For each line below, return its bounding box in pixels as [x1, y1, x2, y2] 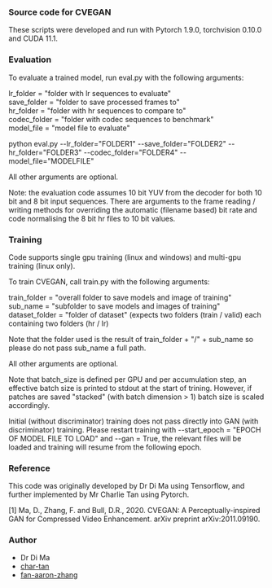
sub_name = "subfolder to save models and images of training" [8, 301, 221, 311]
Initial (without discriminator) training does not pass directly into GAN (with [8, 416, 259, 426]
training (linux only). [8, 261, 76, 270]
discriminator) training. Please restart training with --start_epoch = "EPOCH [8, 424, 261, 434]
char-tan [20, 561, 50, 572]
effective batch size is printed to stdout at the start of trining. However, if [8, 383, 252, 393]
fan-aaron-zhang [20, 570, 78, 580]
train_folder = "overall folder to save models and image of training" [8, 292, 232, 302]
